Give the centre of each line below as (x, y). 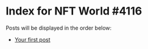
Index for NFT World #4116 (74, 11)
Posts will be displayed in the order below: (59, 28)
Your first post (32, 39)
